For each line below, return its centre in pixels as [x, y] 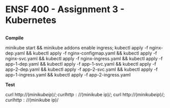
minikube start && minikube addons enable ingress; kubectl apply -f [77, 47]
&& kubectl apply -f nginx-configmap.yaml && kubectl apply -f [91, 53]
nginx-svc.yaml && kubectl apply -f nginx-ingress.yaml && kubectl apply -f [84, 58]
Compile [15, 38]
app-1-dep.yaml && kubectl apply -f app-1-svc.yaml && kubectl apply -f [81, 64]
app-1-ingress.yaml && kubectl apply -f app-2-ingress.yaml [68, 74]
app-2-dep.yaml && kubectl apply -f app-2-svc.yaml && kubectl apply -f [81, 69]
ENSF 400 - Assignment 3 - [65, 9]
